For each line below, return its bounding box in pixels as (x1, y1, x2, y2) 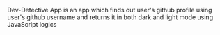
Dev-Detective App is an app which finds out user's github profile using (7, 6, 212, 14)
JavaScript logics (7, 21, 57, 28)
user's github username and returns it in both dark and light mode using (7, 13, 214, 21)
